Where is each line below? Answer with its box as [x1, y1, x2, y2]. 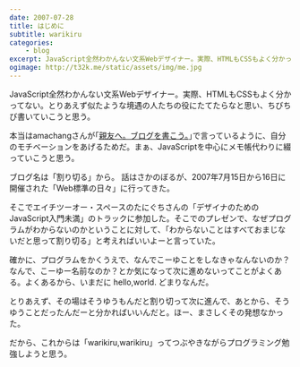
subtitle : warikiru [9, 30, 82, 38]
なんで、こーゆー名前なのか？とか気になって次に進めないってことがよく [9, 265, 275, 276]
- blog [25, 47, 50, 55]
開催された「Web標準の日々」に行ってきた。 [9, 183, 175, 193]
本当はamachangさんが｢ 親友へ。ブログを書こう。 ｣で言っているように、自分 [9, 130, 287, 141]
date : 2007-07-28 [9, 13, 74, 22]
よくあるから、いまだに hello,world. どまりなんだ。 [24, 277, 214, 287]
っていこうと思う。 [9, 152, 80, 163]
